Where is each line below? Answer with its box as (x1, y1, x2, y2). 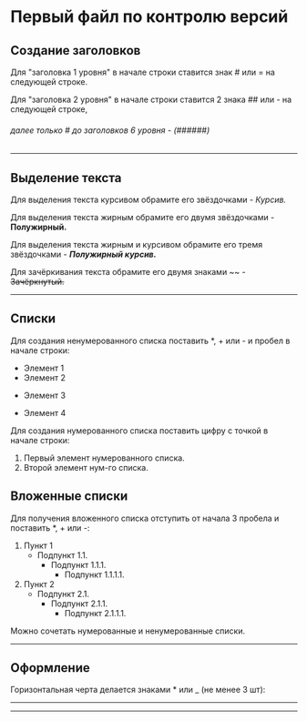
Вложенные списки (10, 489, 128, 504)
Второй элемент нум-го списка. (23, 462, 148, 472)
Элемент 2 (23, 371, 67, 383)
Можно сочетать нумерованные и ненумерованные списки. (10, 625, 245, 636)
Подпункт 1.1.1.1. (64, 569, 126, 580)
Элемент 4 (23, 407, 67, 418)
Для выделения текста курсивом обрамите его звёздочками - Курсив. (10, 194, 286, 206)
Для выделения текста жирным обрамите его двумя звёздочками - (10, 212, 275, 223)
